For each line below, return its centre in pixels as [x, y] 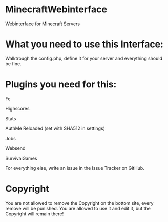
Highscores [17, 108]
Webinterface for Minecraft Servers [43, 24]
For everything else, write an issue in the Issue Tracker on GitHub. [75, 168]
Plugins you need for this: [61, 85]
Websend [15, 148]
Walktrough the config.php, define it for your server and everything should [84, 58]
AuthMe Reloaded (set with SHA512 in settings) [55, 128]
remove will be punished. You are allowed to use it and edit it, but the [78, 208]
